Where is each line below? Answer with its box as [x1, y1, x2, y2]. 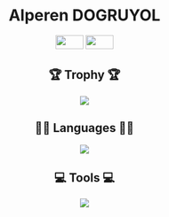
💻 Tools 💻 [53, 170, 116, 185]
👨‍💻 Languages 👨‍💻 [34, 120, 135, 136]
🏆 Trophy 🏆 [48, 67, 121, 82]
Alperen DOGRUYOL [8, 5, 161, 26]
